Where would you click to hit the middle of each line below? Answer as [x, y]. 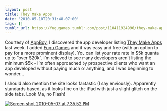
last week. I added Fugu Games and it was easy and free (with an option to [82, 48]
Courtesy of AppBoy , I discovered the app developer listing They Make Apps [83, 42]
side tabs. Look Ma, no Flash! [35, 94]
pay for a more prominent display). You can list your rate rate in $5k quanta [82, 53]
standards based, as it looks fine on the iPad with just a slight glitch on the [81, 89]
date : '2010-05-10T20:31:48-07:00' [42, 19]
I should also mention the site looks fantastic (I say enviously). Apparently [81, 83]
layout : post [19, 10]
